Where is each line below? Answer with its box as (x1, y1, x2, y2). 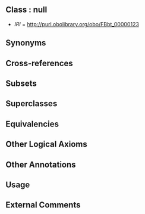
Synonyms (5, 38, 46, 48)
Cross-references (5, 58, 74, 68)
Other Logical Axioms (5, 139, 87, 150)
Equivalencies (5, 119, 59, 129)
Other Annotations (5, 159, 76, 169)
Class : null (5, 5, 48, 15)
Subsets (5, 78, 37, 88)
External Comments (5, 200, 81, 210)
